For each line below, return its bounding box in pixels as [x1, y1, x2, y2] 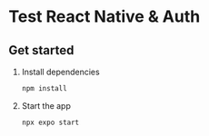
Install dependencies [21, 66, 101, 77]
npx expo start [21, 118, 80, 127]
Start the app [21, 100, 72, 111]
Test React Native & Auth [8, 6, 201, 27]
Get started [8, 43, 75, 58]
